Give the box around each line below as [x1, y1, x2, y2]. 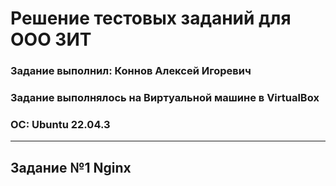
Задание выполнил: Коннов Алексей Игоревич [10, 64, 252, 78]
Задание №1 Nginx [10, 159, 132, 176]
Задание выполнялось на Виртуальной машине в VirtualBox [10, 91, 320, 105]
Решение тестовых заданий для [10, 7, 292, 30]
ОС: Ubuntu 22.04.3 [10, 117, 111, 131]
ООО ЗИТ [10, 28, 92, 51]
